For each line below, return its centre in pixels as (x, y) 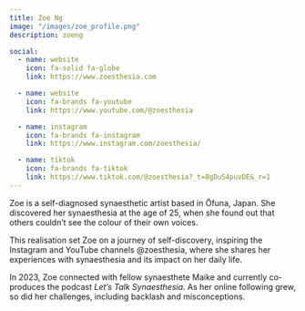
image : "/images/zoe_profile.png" (75, 26)
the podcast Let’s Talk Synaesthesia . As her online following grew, (171, 286)
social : (24, 51)
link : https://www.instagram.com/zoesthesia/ (114, 144)
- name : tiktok (46, 161)
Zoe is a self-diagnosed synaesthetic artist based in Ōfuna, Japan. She (142, 202)
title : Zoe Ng (36, 18)
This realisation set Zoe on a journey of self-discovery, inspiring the (136, 240)
